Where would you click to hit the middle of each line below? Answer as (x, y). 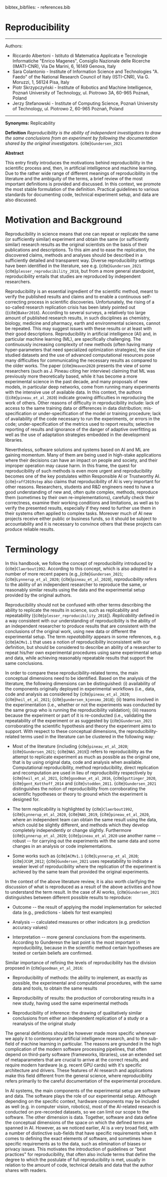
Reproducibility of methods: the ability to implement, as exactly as (80, 977)
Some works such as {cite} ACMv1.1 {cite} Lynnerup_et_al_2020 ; (76, 856)
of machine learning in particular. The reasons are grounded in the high (88, 1044)
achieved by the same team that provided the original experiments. (81, 872)
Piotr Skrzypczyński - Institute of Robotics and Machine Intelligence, (82, 87)
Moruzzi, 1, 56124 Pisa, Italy (41, 82)
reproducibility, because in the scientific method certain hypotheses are (86, 947)
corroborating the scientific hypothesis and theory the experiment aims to (81, 726)
